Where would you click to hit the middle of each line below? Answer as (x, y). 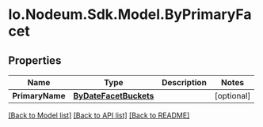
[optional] (233, 96)
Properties (35, 60)
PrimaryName (39, 96)
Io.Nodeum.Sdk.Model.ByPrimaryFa (130, 15)
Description (184, 82)
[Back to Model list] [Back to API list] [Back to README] (99, 115)
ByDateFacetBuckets (114, 96)
